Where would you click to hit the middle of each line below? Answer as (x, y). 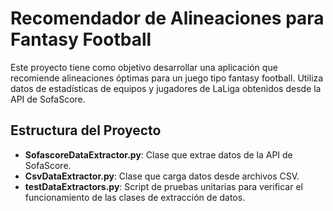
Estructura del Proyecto (86, 130)
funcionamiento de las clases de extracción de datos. (135, 197)
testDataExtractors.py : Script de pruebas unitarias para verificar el (163, 186)
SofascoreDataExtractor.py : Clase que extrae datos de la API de (158, 154)
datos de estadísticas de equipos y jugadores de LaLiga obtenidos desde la (166, 88)
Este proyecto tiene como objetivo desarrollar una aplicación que (144, 67)
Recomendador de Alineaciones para (167, 18)
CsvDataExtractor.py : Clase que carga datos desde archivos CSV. (162, 176)
